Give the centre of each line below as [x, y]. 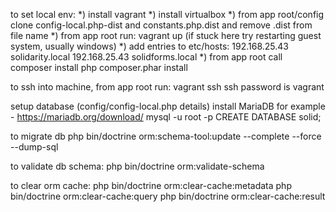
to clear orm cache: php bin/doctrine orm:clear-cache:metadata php [151, 185]
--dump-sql [34, 147]
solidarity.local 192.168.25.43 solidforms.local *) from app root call [146, 57]
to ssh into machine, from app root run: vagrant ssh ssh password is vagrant [167, 87]
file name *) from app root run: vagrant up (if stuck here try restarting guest [166, 35]
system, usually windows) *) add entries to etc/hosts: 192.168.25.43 [149, 46]
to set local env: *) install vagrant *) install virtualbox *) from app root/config [167, 14]
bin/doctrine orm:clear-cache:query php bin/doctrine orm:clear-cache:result [168, 196]
